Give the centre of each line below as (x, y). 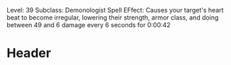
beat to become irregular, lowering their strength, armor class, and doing (113, 17)
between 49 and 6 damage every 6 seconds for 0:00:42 (89, 25)
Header (29, 53)
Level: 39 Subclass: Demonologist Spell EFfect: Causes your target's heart (115, 10)
